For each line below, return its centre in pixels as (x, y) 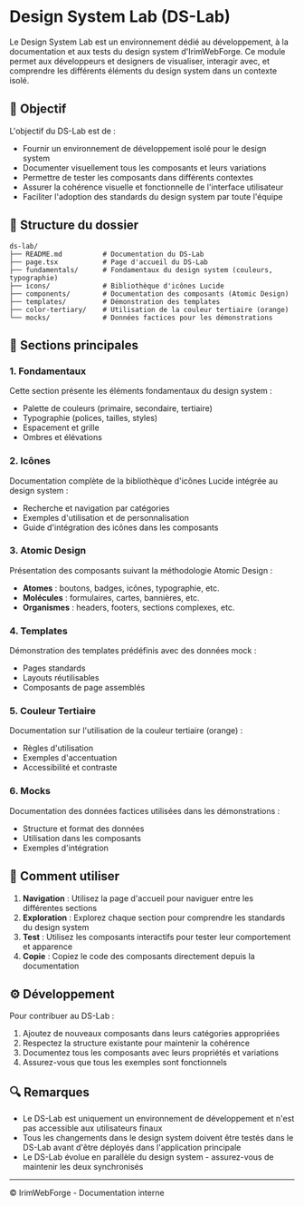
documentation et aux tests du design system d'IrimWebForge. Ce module (147, 51)
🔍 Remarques (50, 1092)
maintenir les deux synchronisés (83, 1167)
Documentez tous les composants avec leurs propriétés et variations (150, 1053)
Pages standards (54, 668)
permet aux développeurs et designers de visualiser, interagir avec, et (139, 61)
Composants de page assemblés (84, 688)
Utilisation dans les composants (82, 838)
